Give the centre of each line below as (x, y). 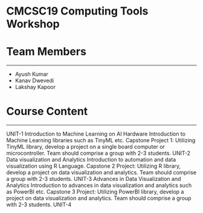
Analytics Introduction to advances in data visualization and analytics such (99, 185)
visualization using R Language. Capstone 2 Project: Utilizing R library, (94, 166)
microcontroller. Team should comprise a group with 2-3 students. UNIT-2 (98, 153)
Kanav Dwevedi (34, 80)
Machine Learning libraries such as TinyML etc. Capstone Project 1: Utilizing (101, 140)
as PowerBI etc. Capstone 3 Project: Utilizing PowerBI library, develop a (95, 192)
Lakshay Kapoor (35, 87)
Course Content (47, 112)
